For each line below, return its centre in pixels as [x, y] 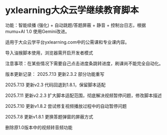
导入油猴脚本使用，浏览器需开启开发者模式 [49, 53]
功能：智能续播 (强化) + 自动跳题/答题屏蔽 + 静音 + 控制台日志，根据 [76, 25]
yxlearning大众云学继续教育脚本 [72, 10]
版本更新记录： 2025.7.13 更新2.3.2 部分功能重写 [55, 74]
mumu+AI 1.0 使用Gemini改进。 [37, 31]
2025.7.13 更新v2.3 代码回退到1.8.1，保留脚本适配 [55, 85]
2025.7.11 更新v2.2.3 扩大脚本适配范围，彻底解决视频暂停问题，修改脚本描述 [83, 95]
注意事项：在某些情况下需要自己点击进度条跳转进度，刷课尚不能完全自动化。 [84, 63]
